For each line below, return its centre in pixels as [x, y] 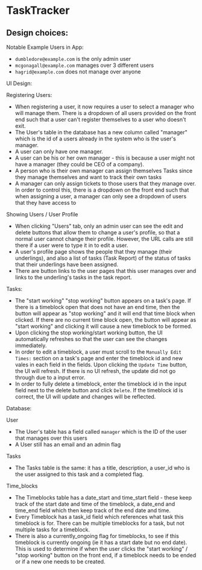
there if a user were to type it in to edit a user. [71, 245]
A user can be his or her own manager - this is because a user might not [105, 158]
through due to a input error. [50, 377]
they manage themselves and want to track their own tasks [88, 177]
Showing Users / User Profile [42, 214]
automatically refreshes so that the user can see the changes [91, 339]
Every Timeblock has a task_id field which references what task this [99, 517]
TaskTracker [38, 11]
